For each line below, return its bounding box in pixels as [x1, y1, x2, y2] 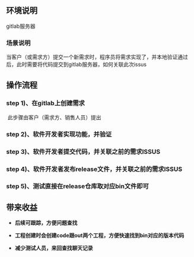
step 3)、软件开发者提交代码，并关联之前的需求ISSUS [6, 147, 161, 156]
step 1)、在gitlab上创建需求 [6, 99, 85, 107]
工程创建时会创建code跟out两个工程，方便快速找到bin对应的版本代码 [14, 232, 185, 239]
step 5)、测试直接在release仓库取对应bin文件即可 [6, 182, 150, 191]
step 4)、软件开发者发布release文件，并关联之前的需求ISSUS [6, 165, 183, 173]
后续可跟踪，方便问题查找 [14, 219, 78, 227]
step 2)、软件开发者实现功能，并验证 [6, 130, 112, 138]
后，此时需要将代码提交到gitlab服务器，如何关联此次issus [6, 61, 147, 68]
